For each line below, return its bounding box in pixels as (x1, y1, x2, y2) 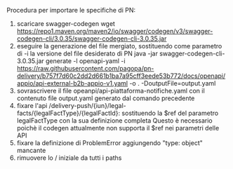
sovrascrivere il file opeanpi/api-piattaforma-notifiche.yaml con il (16, 87, 205, 95)
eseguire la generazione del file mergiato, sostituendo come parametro (16, 42, 222, 50)
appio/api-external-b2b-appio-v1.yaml (16, 79, 128, 87)
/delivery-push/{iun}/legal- (48, 102, 127, 109)
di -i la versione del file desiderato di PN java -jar (16, 49, 159, 58)
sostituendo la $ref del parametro (121, 109, 219, 117)
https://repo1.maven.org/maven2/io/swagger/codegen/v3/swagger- (16, 27, 213, 35)
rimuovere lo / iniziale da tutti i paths (16, 154, 122, 162)
